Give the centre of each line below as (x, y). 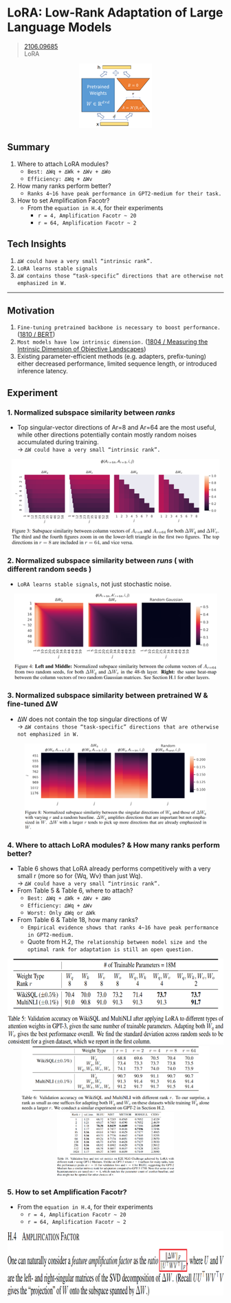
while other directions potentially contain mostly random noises (107, 435)
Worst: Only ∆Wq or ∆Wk (62, 913)
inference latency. (43, 371)
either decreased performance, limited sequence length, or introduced (117, 364)
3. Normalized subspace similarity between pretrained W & (108, 696)
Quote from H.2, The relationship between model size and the (117, 941)
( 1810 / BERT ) (36, 335)
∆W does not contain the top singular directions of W (92, 719)
